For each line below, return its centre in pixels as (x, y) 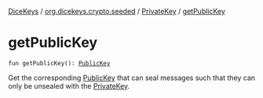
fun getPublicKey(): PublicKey (59, 63)
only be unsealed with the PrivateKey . (69, 86)
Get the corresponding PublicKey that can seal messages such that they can (132, 78)
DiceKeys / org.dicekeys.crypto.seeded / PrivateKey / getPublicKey (117, 11)
